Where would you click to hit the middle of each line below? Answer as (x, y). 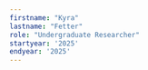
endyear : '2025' (40, 52)
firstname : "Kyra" (44, 18)
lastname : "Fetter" (46, 26)
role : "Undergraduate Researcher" (75, 35)
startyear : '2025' (44, 43)
